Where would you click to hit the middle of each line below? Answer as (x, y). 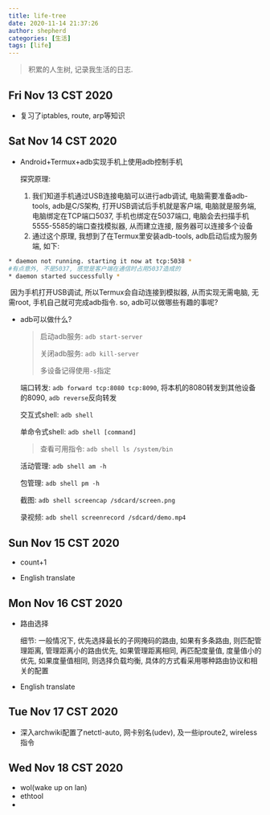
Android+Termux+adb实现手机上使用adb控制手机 (101, 161)
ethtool (32, 796)
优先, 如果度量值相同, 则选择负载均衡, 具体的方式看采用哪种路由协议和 (135, 660)
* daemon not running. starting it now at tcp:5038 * (100, 261)
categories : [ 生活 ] (40, 38)
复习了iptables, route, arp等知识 (72, 115)
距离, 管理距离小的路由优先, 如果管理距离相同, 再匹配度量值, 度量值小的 (144, 650)
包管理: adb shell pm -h (60, 483)
